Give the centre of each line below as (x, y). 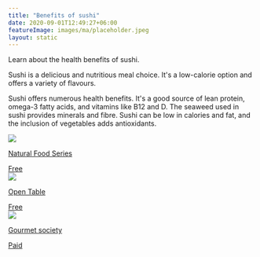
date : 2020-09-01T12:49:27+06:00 (63, 23)
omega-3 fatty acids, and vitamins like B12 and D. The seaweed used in (124, 107)
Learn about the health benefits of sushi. (74, 60)
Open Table (27, 192)
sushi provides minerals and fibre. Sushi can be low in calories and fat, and (130, 116)
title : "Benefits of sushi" (54, 15)
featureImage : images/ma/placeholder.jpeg (79, 30)
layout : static (33, 37)
